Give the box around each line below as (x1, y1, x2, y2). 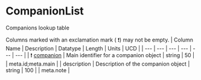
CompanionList (5, 4, 84, 18)
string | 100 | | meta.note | (5, 66, 70, 73)
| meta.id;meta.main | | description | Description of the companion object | (5, 60, 190, 67)
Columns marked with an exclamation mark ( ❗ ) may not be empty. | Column (5, 36, 194, 43)
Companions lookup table (5, 24, 70, 31)
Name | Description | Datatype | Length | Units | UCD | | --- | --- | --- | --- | (5, 45, 192, 52)
